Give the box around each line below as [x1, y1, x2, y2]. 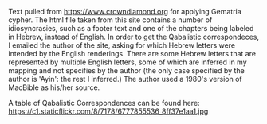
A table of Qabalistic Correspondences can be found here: [8, 99, 201, 107]
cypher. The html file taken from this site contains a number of [8, 15, 213, 25]
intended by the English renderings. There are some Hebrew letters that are [8, 49, 257, 58]
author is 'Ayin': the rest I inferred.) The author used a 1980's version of [8, 75, 243, 83]
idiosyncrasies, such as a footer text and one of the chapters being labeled [8, 24, 254, 33]
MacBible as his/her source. [8, 83, 100, 92]
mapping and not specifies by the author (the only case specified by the [8, 66, 245, 75]
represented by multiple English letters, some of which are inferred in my [8, 57, 247, 67]
